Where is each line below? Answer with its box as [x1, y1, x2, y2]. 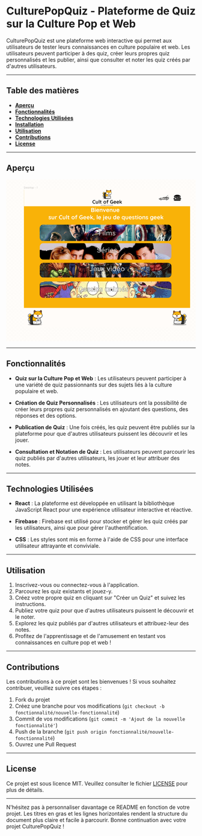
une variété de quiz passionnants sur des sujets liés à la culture [14, 381, 173, 388]
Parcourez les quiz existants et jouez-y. [14, 588, 113, 595]
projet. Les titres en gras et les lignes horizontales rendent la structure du [6, 810, 188, 817]
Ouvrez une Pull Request [14, 741, 76, 748]
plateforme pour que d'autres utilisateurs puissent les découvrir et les [14, 430, 188, 437]
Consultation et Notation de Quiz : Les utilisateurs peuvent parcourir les [14, 448, 195, 455]
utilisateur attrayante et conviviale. [14, 542, 100, 550]
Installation [14, 120, 44, 128]
